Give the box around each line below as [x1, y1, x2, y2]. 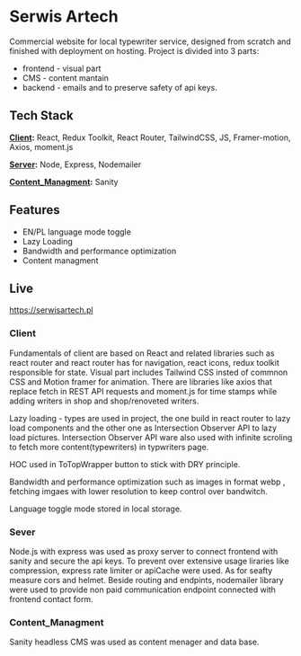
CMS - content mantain [22, 72, 110, 83]
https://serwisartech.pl [9, 305, 93, 315]
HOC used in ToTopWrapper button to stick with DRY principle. [9, 458, 241, 469]
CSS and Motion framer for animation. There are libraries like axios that [9, 376, 272, 387]
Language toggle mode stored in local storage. [9, 503, 182, 514]
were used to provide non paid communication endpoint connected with [9, 584, 277, 595]
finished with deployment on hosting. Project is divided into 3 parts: [9, 45, 260, 56]
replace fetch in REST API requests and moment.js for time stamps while [9, 386, 278, 396]
